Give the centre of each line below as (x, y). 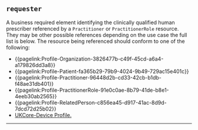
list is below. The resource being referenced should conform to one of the (95, 41)
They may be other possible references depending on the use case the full (97, 35)
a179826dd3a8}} (35, 65)
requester (24, 9)
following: (18, 47)
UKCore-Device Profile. (43, 115)
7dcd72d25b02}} (35, 109)
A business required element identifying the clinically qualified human (90, 22)
